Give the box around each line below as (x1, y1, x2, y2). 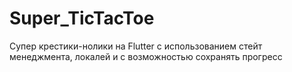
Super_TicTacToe (9, 7, 155, 30)
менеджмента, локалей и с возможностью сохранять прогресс (9, 50, 283, 62)
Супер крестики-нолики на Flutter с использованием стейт (9, 40, 263, 52)
